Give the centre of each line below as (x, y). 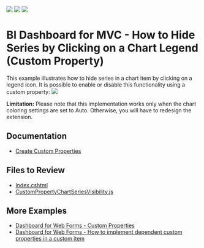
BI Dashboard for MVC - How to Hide (101, 35)
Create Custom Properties (48, 151)
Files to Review (36, 170)
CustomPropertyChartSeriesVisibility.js (64, 192)
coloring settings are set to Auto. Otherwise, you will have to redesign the (99, 110)
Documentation (37, 136)
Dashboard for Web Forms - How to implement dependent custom (99, 232)
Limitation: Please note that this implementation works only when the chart (101, 104)
